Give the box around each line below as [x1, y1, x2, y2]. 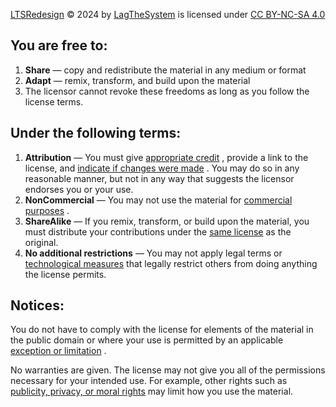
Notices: [10, 297, 65, 314]
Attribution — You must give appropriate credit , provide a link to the [24, 151, 309, 163]
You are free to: [10, 37, 108, 54]
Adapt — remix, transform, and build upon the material [24, 74, 251, 86]
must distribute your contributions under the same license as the [24, 225, 292, 238]
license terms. [24, 95, 84, 108]
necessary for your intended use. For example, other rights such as [10, 375, 288, 387]
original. [24, 236, 59, 248]
